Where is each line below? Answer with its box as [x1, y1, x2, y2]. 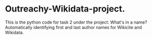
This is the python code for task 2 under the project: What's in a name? [5, 19, 147, 25]
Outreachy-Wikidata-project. [5, 3, 125, 14]
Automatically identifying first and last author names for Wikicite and [5, 24, 142, 30]
